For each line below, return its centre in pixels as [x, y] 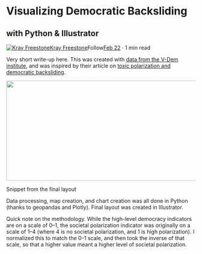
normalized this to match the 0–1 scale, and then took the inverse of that [96, 238]
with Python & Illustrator [53, 33]
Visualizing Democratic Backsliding [97, 11]
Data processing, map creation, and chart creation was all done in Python [97, 201]
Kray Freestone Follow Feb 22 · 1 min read [100, 48]
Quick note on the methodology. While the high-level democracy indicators [99, 219]
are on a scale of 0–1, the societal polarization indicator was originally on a [98, 225]
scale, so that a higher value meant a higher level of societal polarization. [97, 244]
